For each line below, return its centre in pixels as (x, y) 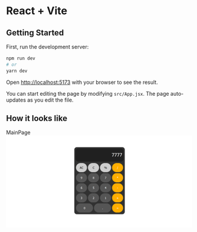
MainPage (18, 133)
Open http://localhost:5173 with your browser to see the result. (82, 82)
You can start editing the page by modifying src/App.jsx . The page (88, 93)
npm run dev (21, 58)
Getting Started (35, 33)
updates (16, 100)
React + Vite (37, 11)
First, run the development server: (47, 47)
